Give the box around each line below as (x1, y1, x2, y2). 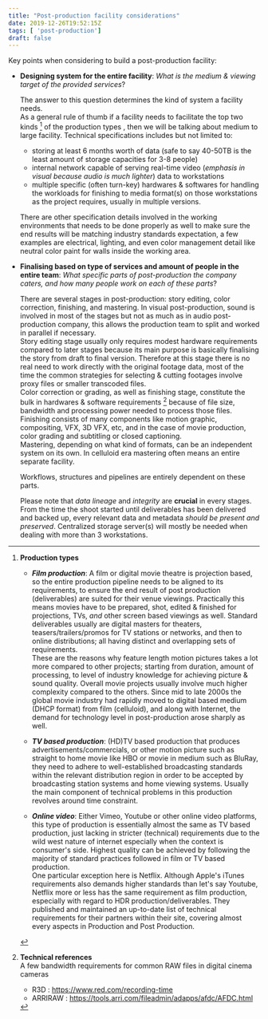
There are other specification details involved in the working (19, 212, 218, 222)
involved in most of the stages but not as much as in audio (19, 310, 212, 320)
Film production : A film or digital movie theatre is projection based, (31, 568, 253, 578)
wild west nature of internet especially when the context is (31, 836, 224, 846)
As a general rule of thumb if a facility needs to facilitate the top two (19, 113, 243, 122)
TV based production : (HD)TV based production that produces (31, 736, 241, 746)
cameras (19, 969, 49, 978)
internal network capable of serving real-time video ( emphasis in (31, 163, 246, 172)
